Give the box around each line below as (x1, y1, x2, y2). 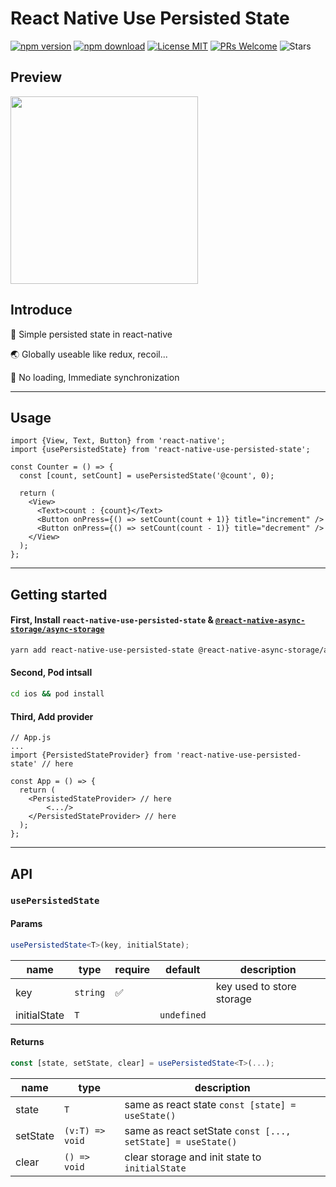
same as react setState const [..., (124, 1123, 292, 1137)
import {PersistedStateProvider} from (10, 750, 172, 761)
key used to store (215, 979, 297, 993)
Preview (10, 69, 63, 86)
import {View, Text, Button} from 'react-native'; (10, 436, 226, 446)
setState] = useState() (124, 1136, 238, 1147)
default (165, 962, 201, 976)
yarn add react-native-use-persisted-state (10, 645, 195, 655)
